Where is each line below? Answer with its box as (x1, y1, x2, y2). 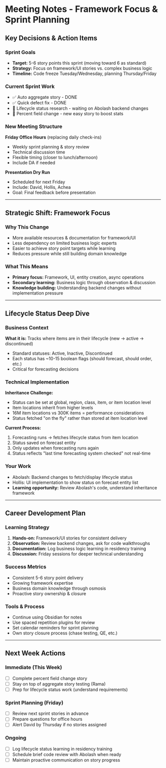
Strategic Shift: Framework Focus (5, 209, 110, 217)
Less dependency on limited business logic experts (12, 240, 117, 246)
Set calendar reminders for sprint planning (12, 625, 99, 631)
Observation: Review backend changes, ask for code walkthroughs (12, 540, 150, 546)
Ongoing (5, 734, 27, 741)
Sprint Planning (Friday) (5, 699, 64, 706)
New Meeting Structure (5, 123, 63, 130)
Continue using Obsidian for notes (12, 614, 83, 620)
